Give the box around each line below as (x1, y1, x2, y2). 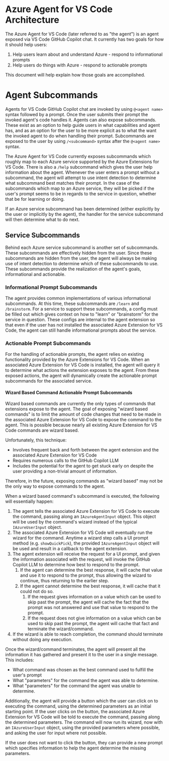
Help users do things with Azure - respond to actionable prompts (12, 62, 147, 68)
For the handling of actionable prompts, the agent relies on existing (5, 351, 144, 357)
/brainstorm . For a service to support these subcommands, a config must (5, 306, 158, 312)
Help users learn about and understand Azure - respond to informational (12, 51, 163, 57)
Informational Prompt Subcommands (5, 283, 98, 290)
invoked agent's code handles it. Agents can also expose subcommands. (5, 117, 157, 123)
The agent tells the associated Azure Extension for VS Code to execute (12, 508, 160, 514)
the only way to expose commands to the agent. (5, 483, 105, 489)
